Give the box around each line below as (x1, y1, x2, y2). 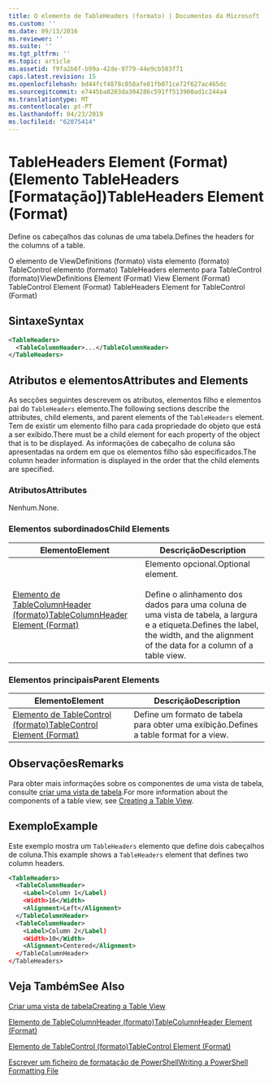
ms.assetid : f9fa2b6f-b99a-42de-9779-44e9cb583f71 (8, 65, 184, 73)
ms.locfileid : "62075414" (8, 118, 96, 126)
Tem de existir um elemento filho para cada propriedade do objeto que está (8, 421, 262, 431)
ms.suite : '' (8, 42, 53, 50)
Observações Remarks (8, 757, 124, 771)
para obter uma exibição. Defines (133, 719, 258, 730)
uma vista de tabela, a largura (145, 609, 258, 620)
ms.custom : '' (8, 20, 57, 28)
